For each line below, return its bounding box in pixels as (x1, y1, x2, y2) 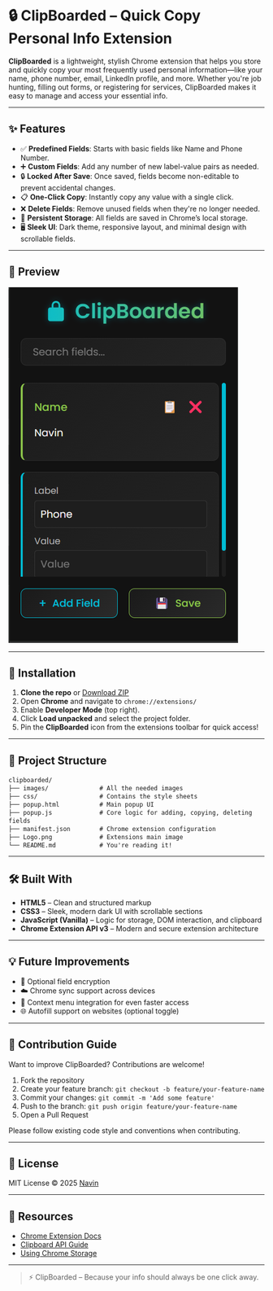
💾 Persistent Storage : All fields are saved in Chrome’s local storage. (19, 212, 248, 222)
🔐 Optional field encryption (19, 976, 110, 986)
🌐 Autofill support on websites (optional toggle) (19, 1006, 180, 1016)
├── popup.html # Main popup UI (8, 801, 154, 809)
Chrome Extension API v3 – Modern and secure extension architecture (19, 924, 258, 933)
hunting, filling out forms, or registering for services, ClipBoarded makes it (8, 82, 257, 92)
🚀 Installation (8, 666, 76, 680)
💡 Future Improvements (8, 955, 130, 969)
